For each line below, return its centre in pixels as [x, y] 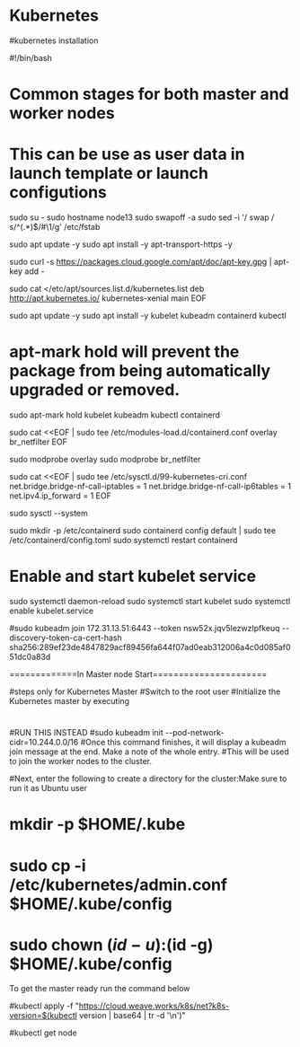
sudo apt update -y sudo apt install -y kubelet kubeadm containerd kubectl [148, 316]
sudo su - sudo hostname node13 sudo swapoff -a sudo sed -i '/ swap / [142, 217]
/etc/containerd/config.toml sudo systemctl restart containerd [124, 540]
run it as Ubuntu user [49, 788]
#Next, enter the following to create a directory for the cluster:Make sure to [148, 779]
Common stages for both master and [149, 94]
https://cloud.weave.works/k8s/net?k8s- [154, 1006]
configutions [58, 193]
